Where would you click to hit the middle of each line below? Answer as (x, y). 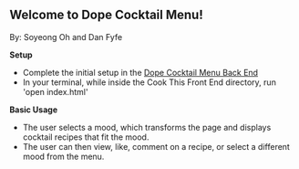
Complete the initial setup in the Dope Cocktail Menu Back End (140, 72)
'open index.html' (55, 91)
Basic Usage (33, 110)
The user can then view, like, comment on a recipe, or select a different (156, 146)
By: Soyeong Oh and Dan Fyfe (66, 37)
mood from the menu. (63, 156)
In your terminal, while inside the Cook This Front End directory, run (149, 82)
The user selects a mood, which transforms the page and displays (147, 127)
